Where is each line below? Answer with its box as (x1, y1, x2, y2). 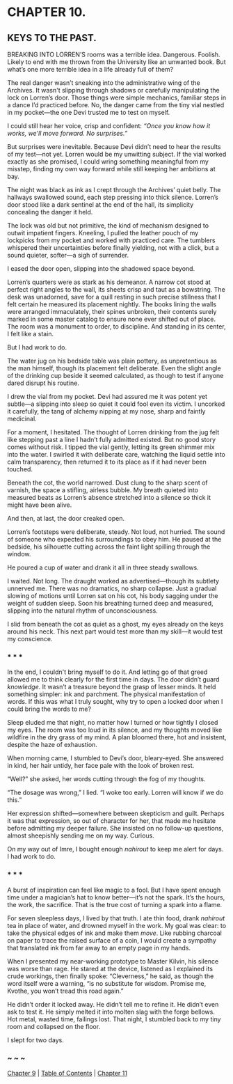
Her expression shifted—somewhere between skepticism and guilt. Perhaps (7, 809, 225, 818)
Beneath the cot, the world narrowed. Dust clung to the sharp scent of (7, 478, 209, 487)
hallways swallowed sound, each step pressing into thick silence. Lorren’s (7, 193, 219, 201)
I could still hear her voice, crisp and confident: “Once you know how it (7, 122, 211, 129)
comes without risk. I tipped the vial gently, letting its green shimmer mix (7, 443, 215, 451)
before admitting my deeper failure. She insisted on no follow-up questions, (7, 824, 224, 833)
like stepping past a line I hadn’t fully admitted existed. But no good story (7, 436, 216, 443)
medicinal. (7, 415, 37, 423)
